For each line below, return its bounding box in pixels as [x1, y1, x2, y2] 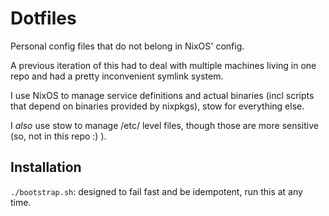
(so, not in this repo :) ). [10, 130, 107, 142]
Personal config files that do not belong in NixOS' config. [10, 40, 245, 52]
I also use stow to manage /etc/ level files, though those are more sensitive [10, 119, 319, 131]
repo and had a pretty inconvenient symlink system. [10, 70, 224, 82]
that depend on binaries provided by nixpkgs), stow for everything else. [10, 100, 305, 112]
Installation [10, 159, 82, 176]
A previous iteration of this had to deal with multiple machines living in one [10, 59, 317, 71]
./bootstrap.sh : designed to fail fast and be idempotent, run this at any [10, 185, 303, 197]
